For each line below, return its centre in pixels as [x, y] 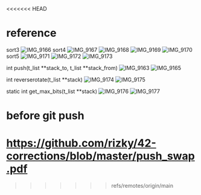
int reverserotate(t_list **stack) [45, 79]
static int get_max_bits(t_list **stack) [52, 91]
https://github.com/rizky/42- [81, 143]
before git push [45, 116]
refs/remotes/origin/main [142, 186]
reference [31, 33]
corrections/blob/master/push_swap [101, 156]
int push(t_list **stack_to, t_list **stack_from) [62, 68]
